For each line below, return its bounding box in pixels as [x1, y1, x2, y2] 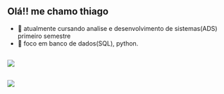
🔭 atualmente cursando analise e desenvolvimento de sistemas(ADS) [17, 24, 218, 32]
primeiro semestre [17, 32, 71, 40]
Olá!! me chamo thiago [7, 6, 109, 18]
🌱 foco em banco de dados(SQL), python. [17, 39, 139, 48]
